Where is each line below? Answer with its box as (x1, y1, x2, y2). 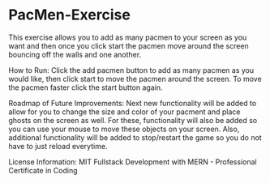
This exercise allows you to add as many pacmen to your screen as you (8, 32, 247, 42)
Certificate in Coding (8, 165, 79, 175)
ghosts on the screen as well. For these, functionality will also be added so (8, 115, 258, 125)
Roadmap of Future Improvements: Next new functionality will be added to (8, 98, 257, 108)
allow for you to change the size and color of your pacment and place (8, 107, 241, 117)
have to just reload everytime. (8, 141, 108, 151)
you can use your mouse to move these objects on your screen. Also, (8, 124, 240, 134)
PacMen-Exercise (8, 6, 131, 24)
